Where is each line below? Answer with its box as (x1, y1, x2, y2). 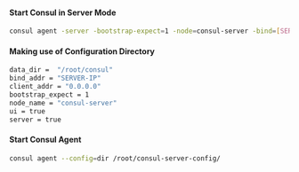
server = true (9, 115, 62, 124)
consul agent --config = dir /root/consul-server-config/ (9, 153, 221, 163)
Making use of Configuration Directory (9, 45, 156, 57)
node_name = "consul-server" (9, 98, 117, 107)
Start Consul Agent (9, 134, 82, 145)
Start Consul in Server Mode (9, 7, 117, 18)
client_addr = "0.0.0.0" (9, 82, 101, 91)
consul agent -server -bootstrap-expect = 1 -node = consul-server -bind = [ (9, 27, 280, 35)
